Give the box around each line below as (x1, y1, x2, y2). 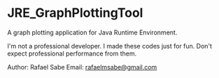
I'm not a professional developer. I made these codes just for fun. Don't (7, 41, 212, 50)
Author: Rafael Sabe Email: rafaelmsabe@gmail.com (7, 63, 157, 71)
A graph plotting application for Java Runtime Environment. (7, 28, 178, 37)
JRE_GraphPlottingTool (7, 5, 143, 21)
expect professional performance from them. (7, 49, 137, 58)
